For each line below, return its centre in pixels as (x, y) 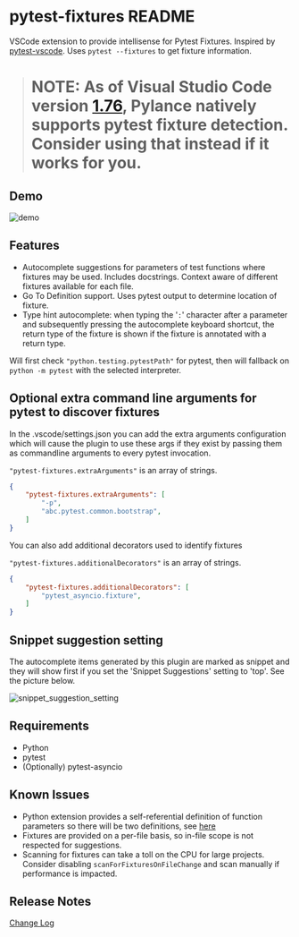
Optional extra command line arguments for (133, 399)
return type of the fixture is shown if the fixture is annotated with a (144, 334)
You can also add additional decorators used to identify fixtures (126, 545)
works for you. (86, 163)
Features (34, 246)
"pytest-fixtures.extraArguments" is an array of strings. (113, 470)
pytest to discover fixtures (85, 412)
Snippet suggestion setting (86, 640)
